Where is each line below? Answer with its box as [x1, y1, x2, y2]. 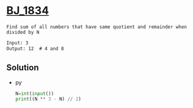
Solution [6, 62, 39, 73]
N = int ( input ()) [15, 90, 54, 96]
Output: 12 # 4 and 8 [6, 45, 64, 52]
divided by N [6, 29, 40, 35]
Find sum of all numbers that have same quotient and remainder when [6, 24, 188, 30]
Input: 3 [6, 40, 29, 46]
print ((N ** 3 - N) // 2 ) [15, 96, 81, 103]
